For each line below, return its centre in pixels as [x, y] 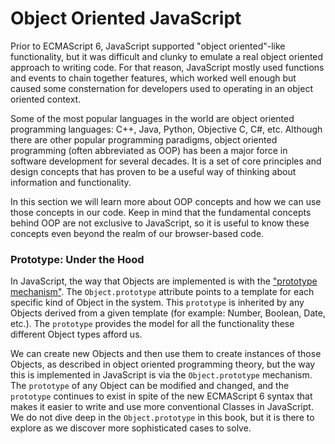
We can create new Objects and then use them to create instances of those [166, 354]
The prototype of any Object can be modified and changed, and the [150, 386]
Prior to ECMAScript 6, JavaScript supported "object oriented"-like [148, 46]
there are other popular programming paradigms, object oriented [144, 139]
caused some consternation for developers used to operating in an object [161, 88]
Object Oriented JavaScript [126, 18]
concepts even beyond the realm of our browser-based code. [137, 233]
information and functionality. [71, 182]
